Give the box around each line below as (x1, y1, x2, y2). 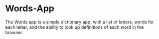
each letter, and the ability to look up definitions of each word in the (5, 24, 144, 30)
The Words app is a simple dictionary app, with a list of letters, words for (5, 19, 155, 25)
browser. (5, 29, 23, 35)
